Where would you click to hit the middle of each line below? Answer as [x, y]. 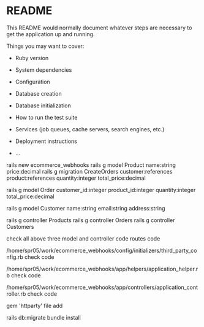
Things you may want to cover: [45, 46]
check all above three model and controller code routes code [83, 238]
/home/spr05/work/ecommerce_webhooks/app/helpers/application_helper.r [102, 269]
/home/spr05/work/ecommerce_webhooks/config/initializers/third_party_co [102, 250]
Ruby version [32, 58]
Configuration [32, 82]
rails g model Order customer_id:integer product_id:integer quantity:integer [101, 190]
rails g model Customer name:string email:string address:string [86, 208]
